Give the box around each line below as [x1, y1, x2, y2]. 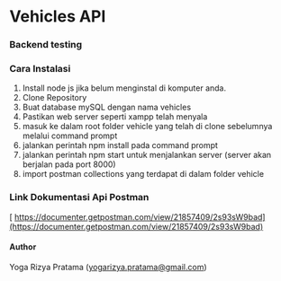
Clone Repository [22, 92, 87, 103]
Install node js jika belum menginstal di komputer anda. [22, 83, 227, 93]
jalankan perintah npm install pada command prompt [22, 140, 219, 151]
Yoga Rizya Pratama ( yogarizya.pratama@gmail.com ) [9, 261, 207, 272]
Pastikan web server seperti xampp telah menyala [22, 111, 208, 122]
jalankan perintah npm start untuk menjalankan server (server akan [22, 150, 272, 161]
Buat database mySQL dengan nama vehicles [22, 101, 192, 113]
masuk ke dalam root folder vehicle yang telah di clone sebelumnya [22, 121, 273, 132]
